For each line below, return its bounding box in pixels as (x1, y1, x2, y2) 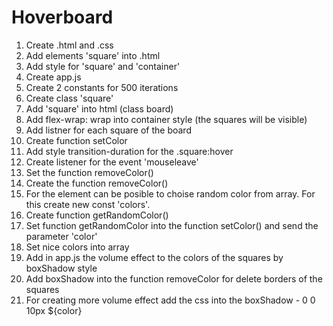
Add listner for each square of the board (25, 124, 192, 136)
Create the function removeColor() (25, 177, 169, 189)
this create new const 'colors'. (25, 198, 151, 210)
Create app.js (25, 71, 82, 83)
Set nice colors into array (25, 241, 130, 253)
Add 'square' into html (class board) (25, 102, 174, 115)
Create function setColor (25, 134, 128, 146)
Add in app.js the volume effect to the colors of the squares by (25, 251, 284, 263)
